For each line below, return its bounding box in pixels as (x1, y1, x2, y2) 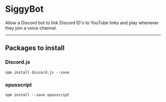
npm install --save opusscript (5, 92, 70, 97)
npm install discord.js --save (5, 70, 70, 75)
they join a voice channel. (5, 25, 57, 31)
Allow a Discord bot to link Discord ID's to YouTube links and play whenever (5, 20, 159, 26)
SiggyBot (5, 3, 44, 15)
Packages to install (5, 44, 65, 52)
